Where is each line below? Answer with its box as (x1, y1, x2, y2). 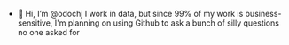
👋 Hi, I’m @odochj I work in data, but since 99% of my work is (17, 9, 244, 19)
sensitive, (17, 18, 53, 28)
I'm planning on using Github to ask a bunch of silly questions (54, 18, 279, 28)
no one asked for (17, 27, 80, 37)
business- (245, 9, 282, 19)
